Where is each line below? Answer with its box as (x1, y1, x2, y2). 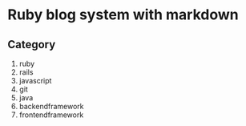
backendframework (18, 102, 84, 111)
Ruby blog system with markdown (7, 6, 239, 24)
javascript (18, 76, 52, 85)
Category (7, 38, 56, 51)
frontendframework (18, 110, 84, 120)
